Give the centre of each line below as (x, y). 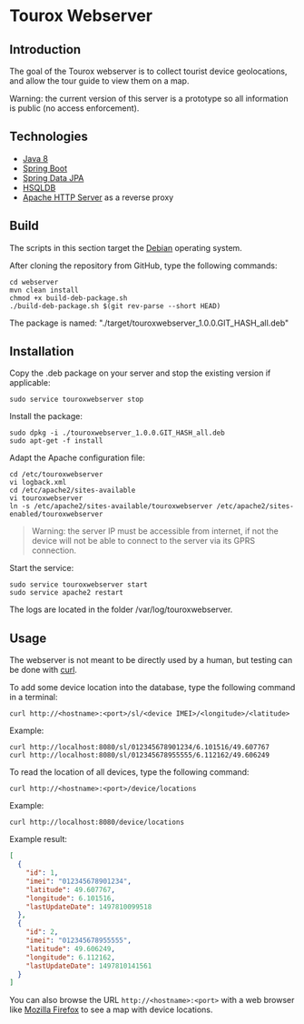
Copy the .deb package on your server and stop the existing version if (140, 373)
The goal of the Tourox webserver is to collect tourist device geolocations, (148, 71)
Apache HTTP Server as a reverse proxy (98, 197)
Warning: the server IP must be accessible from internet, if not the (155, 531)
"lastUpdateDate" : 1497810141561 (89, 966)
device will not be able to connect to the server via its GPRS (143, 541)
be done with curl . (43, 670)
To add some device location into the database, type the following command (152, 688)
